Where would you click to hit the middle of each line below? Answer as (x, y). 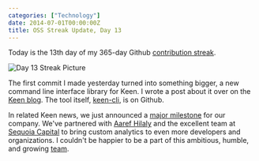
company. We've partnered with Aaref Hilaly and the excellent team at (122, 124)
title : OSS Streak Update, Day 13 (65, 30)
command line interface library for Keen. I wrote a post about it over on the (129, 92)
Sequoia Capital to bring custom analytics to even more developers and (124, 132)
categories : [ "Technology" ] (54, 15)
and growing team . (39, 149)
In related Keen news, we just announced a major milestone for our (117, 115)
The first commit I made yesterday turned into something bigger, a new (124, 83)
